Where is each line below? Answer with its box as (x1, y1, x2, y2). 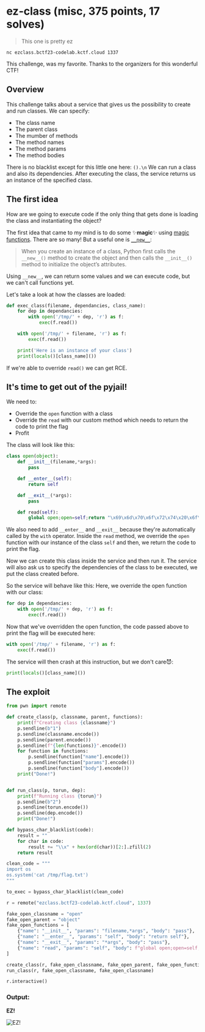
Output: (6, 993, 30, 1001)
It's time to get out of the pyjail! (6, 381, 128, 392)
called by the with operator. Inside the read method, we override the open (6, 533, 190, 540)
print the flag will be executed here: (6, 629, 96, 637)
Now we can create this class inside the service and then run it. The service (6, 557, 197, 564)
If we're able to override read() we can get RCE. (6, 364, 128, 372)
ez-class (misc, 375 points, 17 (6, 4, 160, 18)
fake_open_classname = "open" (6, 911, 84, 917)
